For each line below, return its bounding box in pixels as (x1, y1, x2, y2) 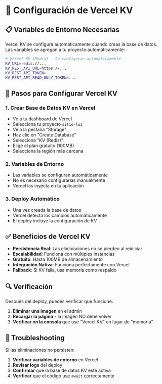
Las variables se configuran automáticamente (12, 172, 108, 178)
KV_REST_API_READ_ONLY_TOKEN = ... (5, 75, 76, 80)
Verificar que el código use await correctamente (12, 373, 115, 379)
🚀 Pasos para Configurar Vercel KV (5, 89, 118, 98)
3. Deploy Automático (5, 196, 60, 203)
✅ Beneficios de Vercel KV (5, 232, 91, 241)
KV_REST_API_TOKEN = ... (5, 70, 53, 75)
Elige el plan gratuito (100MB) (12, 142, 74, 149)
